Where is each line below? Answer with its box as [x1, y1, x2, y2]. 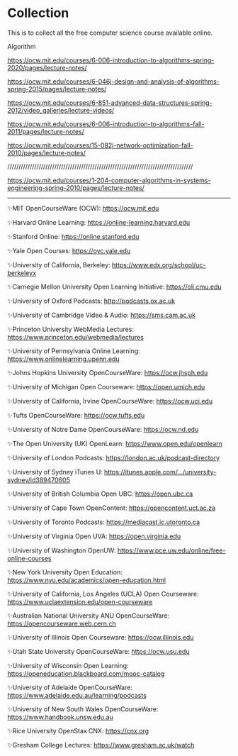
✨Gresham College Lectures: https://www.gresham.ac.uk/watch [7, 740, 195, 749]
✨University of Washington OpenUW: [7, 546, 116, 555]
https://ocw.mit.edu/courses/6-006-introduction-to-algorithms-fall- [7, 119, 205, 128]
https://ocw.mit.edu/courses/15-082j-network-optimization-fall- [7, 140, 193, 150]
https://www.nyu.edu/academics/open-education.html [7, 576, 166, 584]
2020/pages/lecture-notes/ [7, 63, 87, 72]
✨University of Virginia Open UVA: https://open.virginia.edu [7, 532, 181, 540]
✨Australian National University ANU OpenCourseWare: [7, 611, 170, 620]
